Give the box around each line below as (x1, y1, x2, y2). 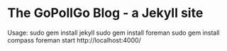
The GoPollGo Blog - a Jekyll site (7, 5, 204, 21)
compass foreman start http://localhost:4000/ (7, 35, 142, 44)
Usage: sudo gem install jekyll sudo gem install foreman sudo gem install (7, 28, 220, 37)
